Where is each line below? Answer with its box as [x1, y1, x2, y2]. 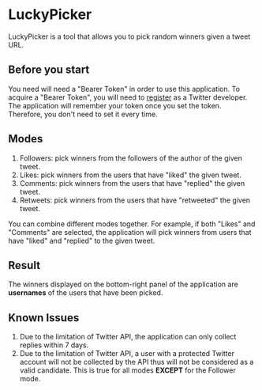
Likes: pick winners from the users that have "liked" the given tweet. [19, 170, 242, 180]
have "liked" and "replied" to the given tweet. [8, 236, 155, 245]
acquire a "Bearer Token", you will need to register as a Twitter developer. [8, 93, 248, 102]
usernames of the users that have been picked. [8, 288, 163, 297]
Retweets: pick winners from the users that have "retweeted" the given [19, 195, 251, 205]
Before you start [8, 63, 90, 77]
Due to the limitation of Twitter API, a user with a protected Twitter [19, 349, 235, 358]
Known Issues [8, 311, 80, 324]
